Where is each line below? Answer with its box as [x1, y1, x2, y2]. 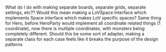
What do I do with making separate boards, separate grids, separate [5, 4, 146, 10]
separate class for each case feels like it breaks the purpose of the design [5, 36, 158, 42]
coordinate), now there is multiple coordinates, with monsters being [5, 25, 145, 31]
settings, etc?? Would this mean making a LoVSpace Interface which [5, 9, 147, 15]
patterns [5, 41, 23, 47]
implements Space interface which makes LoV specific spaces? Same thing [5, 15, 161, 20]
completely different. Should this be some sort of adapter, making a [5, 31, 144, 36]
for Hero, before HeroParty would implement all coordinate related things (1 [5, 20, 160, 26]
